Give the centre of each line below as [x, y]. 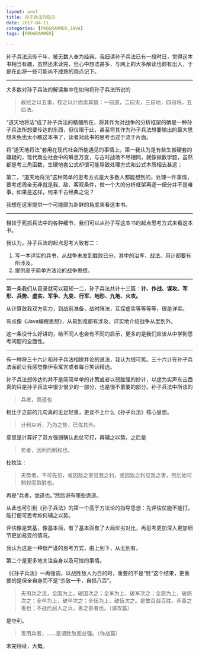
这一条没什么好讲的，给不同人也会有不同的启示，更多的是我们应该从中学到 [97, 334]
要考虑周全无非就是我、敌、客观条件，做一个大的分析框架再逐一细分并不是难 [99, 185]
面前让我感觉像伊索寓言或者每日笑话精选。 [63, 367]
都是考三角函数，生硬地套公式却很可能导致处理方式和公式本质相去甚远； [94, 164]
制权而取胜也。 [39, 483]
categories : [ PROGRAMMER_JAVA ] [45, 28]
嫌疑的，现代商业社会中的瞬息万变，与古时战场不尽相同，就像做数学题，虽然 [99, 157]
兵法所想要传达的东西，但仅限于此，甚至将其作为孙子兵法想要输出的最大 [99, 130]
